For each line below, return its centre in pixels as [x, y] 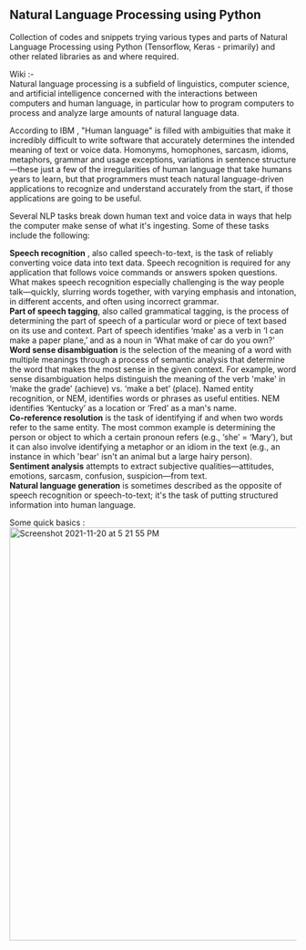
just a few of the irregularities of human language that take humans [166, 169]
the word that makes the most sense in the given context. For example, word [153, 369]
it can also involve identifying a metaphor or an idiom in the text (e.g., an [145, 447]
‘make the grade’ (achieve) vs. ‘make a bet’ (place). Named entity [132, 388]
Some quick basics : [47, 522]
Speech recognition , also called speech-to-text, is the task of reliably [141, 253]
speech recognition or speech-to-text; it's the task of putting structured [144, 495]
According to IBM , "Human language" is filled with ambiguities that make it [150, 130]
